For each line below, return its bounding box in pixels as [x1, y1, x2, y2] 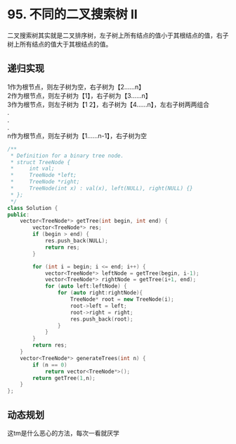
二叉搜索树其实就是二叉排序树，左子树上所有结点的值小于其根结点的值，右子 [7, 31, 229, 39]
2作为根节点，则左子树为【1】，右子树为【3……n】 [7, 91, 152, 99]
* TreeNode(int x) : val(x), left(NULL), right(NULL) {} [10, 185, 193, 192]
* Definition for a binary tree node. [10, 152, 124, 159]
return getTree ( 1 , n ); [32, 374, 96, 381]
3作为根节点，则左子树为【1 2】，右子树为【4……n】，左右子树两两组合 [7, 100, 209, 109]
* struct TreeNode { [10, 159, 71, 166]
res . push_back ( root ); [70, 315, 133, 323]
